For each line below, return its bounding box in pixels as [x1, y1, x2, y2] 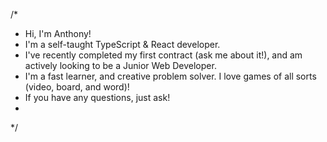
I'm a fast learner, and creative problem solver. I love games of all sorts [24, 70, 317, 82]
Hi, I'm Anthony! [24, 28, 92, 39]
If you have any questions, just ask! [24, 92, 171, 103]
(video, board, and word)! [24, 81, 130, 93]
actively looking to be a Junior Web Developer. [24, 60, 217, 71]
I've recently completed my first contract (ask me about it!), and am [24, 49, 303, 61]
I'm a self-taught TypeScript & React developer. [24, 39, 221, 50]
